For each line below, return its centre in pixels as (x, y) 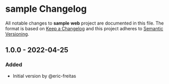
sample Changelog (46, 9)
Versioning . (17, 34)
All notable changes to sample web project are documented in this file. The (85, 23)
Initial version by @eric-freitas (44, 76)
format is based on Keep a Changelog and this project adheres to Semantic (84, 28)
